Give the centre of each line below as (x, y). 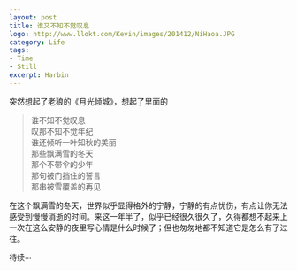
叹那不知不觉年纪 (62, 131)
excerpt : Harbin (39, 75)
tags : (19, 50)
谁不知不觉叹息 (58, 120)
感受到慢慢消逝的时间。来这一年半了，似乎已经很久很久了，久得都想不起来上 (148, 216)
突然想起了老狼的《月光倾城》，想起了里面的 (88, 101)
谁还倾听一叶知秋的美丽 (73, 142)
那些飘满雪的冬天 (62, 153)
